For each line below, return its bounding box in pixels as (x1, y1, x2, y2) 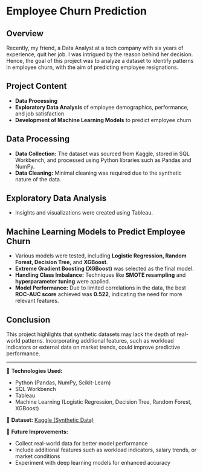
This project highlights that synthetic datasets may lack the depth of (6, 331, 176, 338)
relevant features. (14, 297, 59, 305)
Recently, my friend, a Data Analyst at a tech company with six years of (6, 44, 184, 51)
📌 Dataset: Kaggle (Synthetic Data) (6, 416, 94, 424)
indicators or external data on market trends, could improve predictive (6, 343, 181, 351)
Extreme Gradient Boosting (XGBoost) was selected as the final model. (14, 265, 195, 273)
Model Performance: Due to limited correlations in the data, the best (14, 284, 186, 291)
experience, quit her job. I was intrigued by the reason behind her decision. (6, 51, 193, 58)
